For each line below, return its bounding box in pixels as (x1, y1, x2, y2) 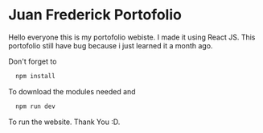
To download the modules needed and (8, 86, 136, 96)
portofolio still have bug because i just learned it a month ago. (8, 40, 213, 50)
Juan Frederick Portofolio (8, 6, 183, 24)
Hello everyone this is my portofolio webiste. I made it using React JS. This (8, 32, 256, 42)
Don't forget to (8, 56, 57, 66)
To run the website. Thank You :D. (8, 117, 121, 127)
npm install (15, 72, 56, 80)
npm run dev (15, 102, 56, 110)
